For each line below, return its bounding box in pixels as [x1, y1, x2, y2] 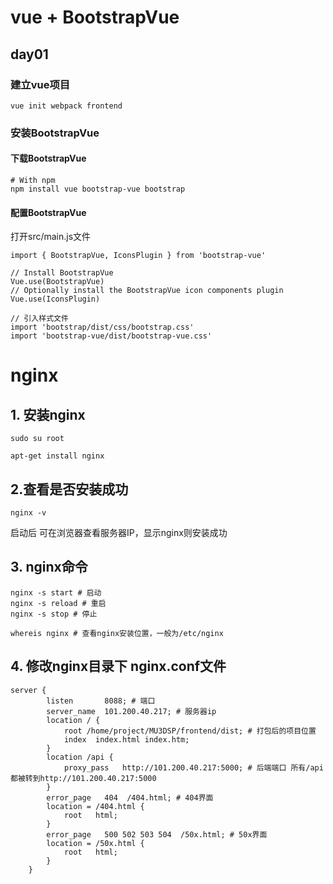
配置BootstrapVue [10, 206, 87, 218]
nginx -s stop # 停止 [10, 609, 98, 619]
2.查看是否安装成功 [10, 481, 129, 498]
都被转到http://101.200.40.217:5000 [10, 773, 157, 783]
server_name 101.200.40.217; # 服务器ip [46, 706, 217, 716]
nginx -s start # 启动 [10, 587, 102, 598]
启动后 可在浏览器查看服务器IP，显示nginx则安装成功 [10, 527, 228, 539]
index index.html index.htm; [63, 734, 190, 745]
